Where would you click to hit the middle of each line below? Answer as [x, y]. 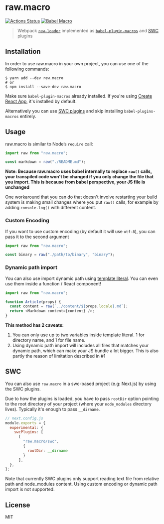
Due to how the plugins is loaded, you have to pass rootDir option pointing [82, 398]
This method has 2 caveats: [34, 325]
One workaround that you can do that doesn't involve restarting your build [81, 197]
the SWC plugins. [23, 389]
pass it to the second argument [37, 237]
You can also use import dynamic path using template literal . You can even [82, 278]
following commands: [27, 69]
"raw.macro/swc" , [41, 442]
